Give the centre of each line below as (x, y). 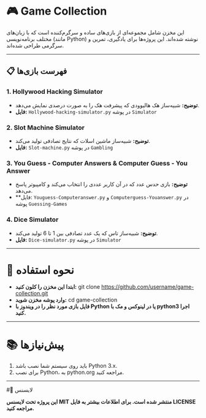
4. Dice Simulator (32, 219)
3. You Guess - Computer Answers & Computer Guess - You (97, 163)
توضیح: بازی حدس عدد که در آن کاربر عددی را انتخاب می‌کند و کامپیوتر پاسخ (101, 184)
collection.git (32, 294)
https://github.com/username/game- (147, 287)
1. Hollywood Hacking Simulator (55, 92)
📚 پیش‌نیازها (35, 345)
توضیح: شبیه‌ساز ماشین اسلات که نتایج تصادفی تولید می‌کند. (83, 140)
